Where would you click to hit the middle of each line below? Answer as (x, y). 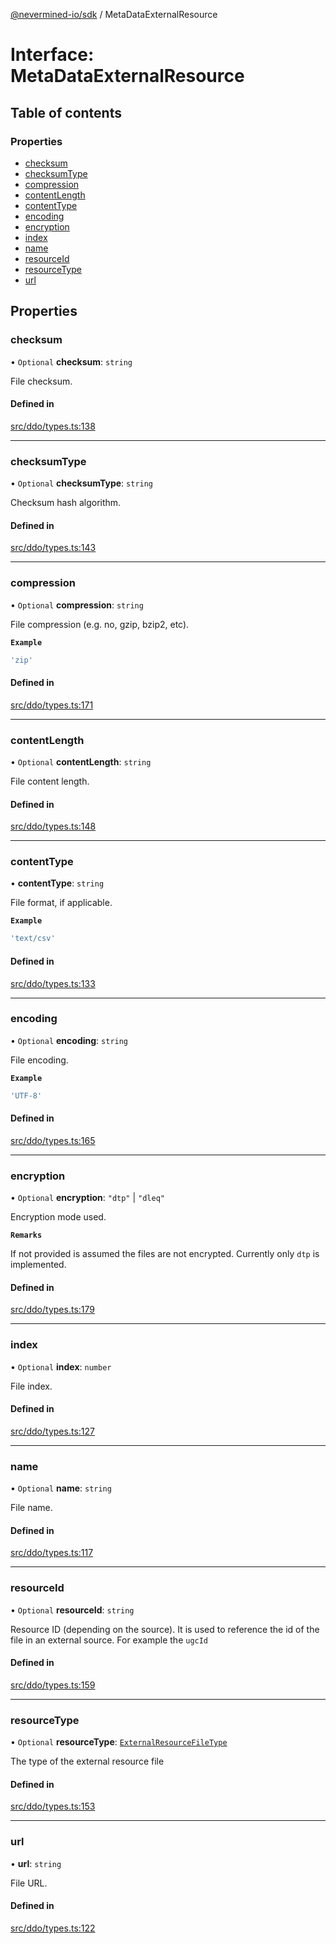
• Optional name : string (61, 1488)
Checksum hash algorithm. (66, 503)
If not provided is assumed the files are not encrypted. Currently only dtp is (165, 1254)
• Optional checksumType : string (82, 483)
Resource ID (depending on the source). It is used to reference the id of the (165, 1629)
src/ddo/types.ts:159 (53, 1685)
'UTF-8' (26, 1095)
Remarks (26, 1235)
